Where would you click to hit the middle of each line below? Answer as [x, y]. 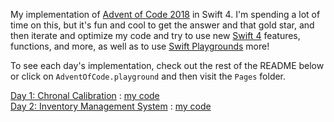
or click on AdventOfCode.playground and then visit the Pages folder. [148, 76]
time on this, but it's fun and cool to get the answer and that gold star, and [162, 25]
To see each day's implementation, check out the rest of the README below [167, 65]
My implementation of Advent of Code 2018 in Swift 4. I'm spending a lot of [165, 14]
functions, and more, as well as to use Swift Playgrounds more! [140, 46]
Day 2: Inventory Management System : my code [111, 106]
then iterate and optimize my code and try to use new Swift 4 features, [155, 35]
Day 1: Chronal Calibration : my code [85, 95]
